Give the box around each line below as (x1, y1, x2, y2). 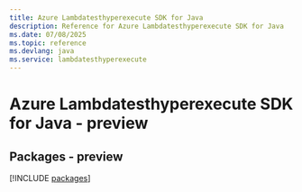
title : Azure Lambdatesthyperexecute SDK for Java (9, 13, 204, 23)
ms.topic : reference (9, 38, 87, 48)
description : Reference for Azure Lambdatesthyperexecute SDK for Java (9, 22, 284, 31)
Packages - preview (9, 149, 124, 164)
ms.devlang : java (9, 47, 75, 56)
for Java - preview (9, 114, 149, 133)
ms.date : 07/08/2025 (9, 30, 87, 39)
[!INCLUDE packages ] (9, 173, 91, 183)
